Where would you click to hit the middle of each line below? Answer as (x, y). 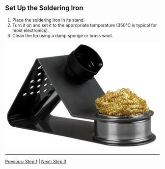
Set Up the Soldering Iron (44, 8)
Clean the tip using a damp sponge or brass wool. (62, 35)
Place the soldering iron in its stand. (48, 20)
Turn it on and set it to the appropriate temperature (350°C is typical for (84, 25)
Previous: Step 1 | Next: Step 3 (36, 162)
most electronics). (30, 30)
